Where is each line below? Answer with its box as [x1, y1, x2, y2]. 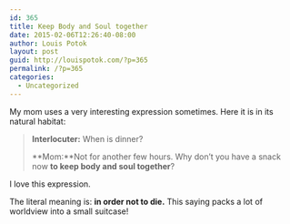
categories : [9, 73, 55, 82]
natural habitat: [9, 116, 66, 127]
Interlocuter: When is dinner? [31, 133, 144, 144]
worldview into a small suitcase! [9, 206, 129, 217]
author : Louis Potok [9, 38, 88, 48]
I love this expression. [9, 178, 91, 189]
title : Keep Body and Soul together [9, 22, 148, 31]
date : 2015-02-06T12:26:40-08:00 [9, 30, 136, 39]
